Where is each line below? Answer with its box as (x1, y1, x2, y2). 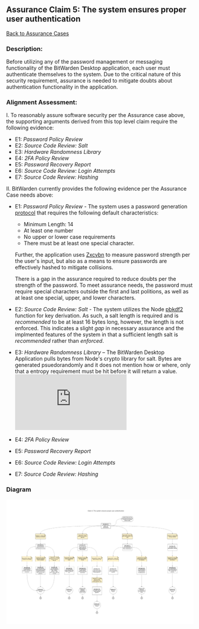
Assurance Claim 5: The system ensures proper (6, 5, 187, 15)
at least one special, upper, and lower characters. (14, 294, 136, 302)
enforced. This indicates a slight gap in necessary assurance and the (14, 325, 184, 332)
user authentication (6, 14, 81, 24)
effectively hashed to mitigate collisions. (14, 264, 113, 271)
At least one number (23, 227, 74, 234)
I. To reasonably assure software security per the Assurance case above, (6, 112, 185, 119)
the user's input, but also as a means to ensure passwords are (14, 258, 168, 265)
